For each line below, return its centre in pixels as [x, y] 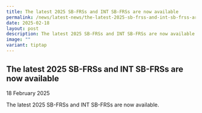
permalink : [20, 17]
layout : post [23, 28]
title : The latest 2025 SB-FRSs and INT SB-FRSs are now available [93, 12]
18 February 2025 [28, 93]
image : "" [19, 39]
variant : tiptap [26, 45]
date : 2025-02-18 [28, 23]
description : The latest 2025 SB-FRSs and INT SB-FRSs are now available [101, 34]
